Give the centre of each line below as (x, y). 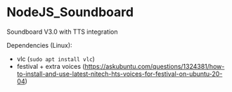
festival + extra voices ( (51, 66)
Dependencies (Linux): (39, 45)
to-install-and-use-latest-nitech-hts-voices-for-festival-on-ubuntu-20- (120, 74)
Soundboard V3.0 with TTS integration (62, 32)
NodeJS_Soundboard (70, 12)
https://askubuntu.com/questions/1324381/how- (155, 66)
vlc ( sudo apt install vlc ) (56, 59)
